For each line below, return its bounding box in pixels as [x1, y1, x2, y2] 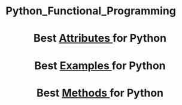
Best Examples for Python [34, 58, 166, 72]
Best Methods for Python [36, 86, 164, 100]
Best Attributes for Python [33, 32, 167, 45]
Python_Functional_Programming [5, 4, 176, 18]
